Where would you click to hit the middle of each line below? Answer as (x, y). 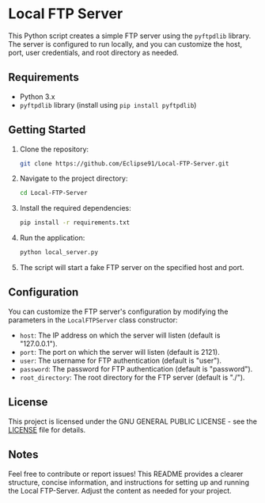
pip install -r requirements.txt (75, 223)
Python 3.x (37, 97)
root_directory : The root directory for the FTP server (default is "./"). (132, 377)
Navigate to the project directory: (74, 178)
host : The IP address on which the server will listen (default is (120, 335)
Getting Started (47, 130)
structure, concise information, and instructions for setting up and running (129, 482)
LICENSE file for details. (47, 429)
